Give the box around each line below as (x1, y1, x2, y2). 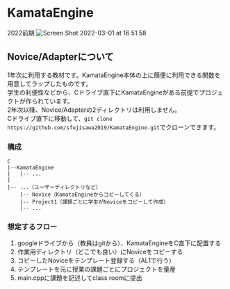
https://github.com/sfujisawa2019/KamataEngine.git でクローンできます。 (7, 123, 220, 131)
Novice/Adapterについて (7, 51, 115, 63)
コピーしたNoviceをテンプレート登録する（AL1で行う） (17, 256, 176, 265)
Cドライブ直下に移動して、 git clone (7, 114, 113, 122)
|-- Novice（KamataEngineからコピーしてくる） (19, 191, 145, 199)
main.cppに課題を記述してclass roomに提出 (17, 274, 142, 282)
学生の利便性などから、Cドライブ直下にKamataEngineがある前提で (7, 88, 199, 97)
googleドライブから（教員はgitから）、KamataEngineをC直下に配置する (17, 239, 222, 247)
